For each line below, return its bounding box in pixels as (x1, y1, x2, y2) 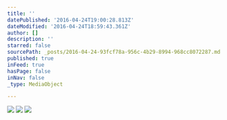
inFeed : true (7, 61, 45, 68)
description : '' (7, 36, 54, 43)
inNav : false (7, 74, 45, 81)
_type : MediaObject (7, 81, 63, 88)
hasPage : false (7, 68, 51, 74)
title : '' (7, 10, 36, 17)
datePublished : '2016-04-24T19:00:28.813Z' (7, 17, 135, 23)
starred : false (7, 42, 51, 49)
